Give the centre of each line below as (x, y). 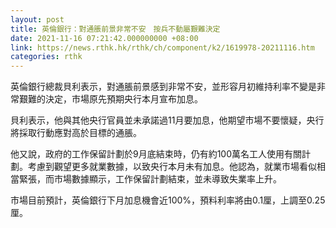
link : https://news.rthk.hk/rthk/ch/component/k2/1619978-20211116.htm (162, 47)
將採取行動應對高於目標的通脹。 (76, 133)
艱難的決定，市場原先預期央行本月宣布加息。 (110, 99)
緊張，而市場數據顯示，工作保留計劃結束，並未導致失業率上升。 (150, 179)
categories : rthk (46, 57)
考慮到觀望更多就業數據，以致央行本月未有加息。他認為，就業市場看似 (172, 167)
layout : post (37, 19)
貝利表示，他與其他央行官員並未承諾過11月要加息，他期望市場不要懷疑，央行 (167, 120)
